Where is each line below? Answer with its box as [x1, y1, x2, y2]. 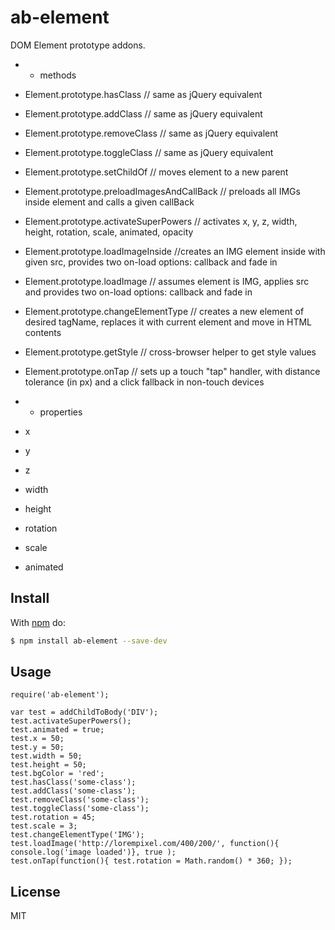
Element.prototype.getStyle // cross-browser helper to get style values [24, 346, 317, 358]
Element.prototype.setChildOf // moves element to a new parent [24, 166, 289, 178]
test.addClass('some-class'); [10, 786, 137, 796]
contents [24, 326, 62, 338]
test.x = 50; [10, 734, 65, 744]
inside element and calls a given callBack [24, 196, 195, 208]
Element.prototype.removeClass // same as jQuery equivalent [24, 127, 279, 139]
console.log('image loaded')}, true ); [10, 847, 177, 858]
